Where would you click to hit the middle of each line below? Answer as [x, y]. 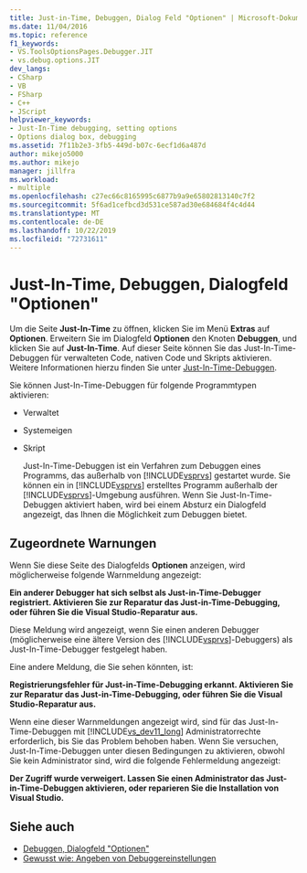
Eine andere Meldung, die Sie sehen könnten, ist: [101, 667]
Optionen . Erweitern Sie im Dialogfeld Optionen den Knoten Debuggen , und [153, 338]
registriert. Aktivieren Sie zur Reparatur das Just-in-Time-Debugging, [145, 602]
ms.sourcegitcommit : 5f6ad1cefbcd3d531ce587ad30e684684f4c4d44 [132, 205]
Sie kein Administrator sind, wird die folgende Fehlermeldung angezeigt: [145, 761]
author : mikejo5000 [47, 154]
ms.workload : [34, 179]
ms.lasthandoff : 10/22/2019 [63, 230]
